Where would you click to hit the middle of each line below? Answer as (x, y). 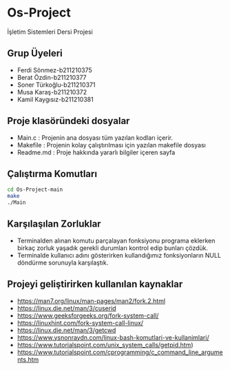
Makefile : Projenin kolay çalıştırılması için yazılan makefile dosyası (112, 145)
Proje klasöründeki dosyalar (69, 121)
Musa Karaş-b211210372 (52, 92)
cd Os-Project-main (35, 190)
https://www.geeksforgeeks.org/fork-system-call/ (88, 316)
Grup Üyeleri (35, 53)
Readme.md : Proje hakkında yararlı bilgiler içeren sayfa (96, 152)
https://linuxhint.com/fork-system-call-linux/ (80, 322)
